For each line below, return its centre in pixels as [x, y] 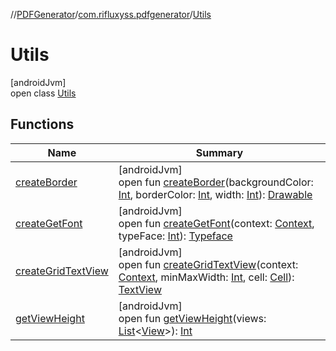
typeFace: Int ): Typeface [175, 236]
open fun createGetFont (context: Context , [216, 223]
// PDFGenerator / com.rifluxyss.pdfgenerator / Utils [111, 14]
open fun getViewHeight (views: [192, 318]
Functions [42, 124]
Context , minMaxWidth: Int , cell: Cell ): [206, 277]
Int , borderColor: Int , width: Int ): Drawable [215, 194]
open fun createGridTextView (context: [208, 264]
